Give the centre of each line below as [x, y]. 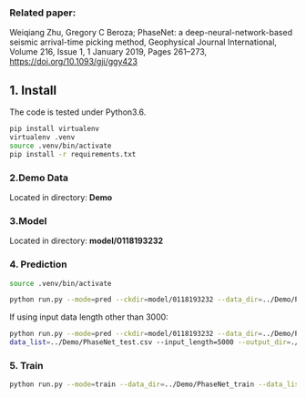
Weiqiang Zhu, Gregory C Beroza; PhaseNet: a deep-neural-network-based [151, 33]
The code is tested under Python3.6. [78, 112]
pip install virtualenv [55, 129]
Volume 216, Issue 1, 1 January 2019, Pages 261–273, [108, 52]
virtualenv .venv [42, 137]
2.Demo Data [39, 178]
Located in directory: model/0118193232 [87, 241]
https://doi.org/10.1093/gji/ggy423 [74, 62]
